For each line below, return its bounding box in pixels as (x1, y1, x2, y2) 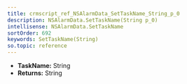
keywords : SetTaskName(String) (7, 36, 99, 43)
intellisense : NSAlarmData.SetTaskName (7, 23, 124, 30)
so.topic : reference (7, 42, 68, 49)
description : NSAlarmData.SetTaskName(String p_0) (7, 17, 158, 24)
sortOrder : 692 (7, 29, 52, 37)
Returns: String (17, 69, 63, 77)
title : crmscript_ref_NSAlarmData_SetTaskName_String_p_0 (7, 10, 180, 17)
